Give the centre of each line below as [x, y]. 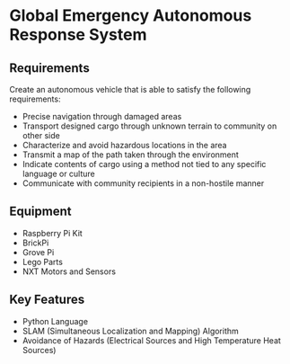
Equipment [40, 212]
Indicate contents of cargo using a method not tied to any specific [144, 164]
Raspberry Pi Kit [52, 233]
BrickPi [35, 243]
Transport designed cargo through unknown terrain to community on [149, 126]
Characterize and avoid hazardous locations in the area [124, 145]
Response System [78, 35]
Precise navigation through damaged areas [102, 116]
